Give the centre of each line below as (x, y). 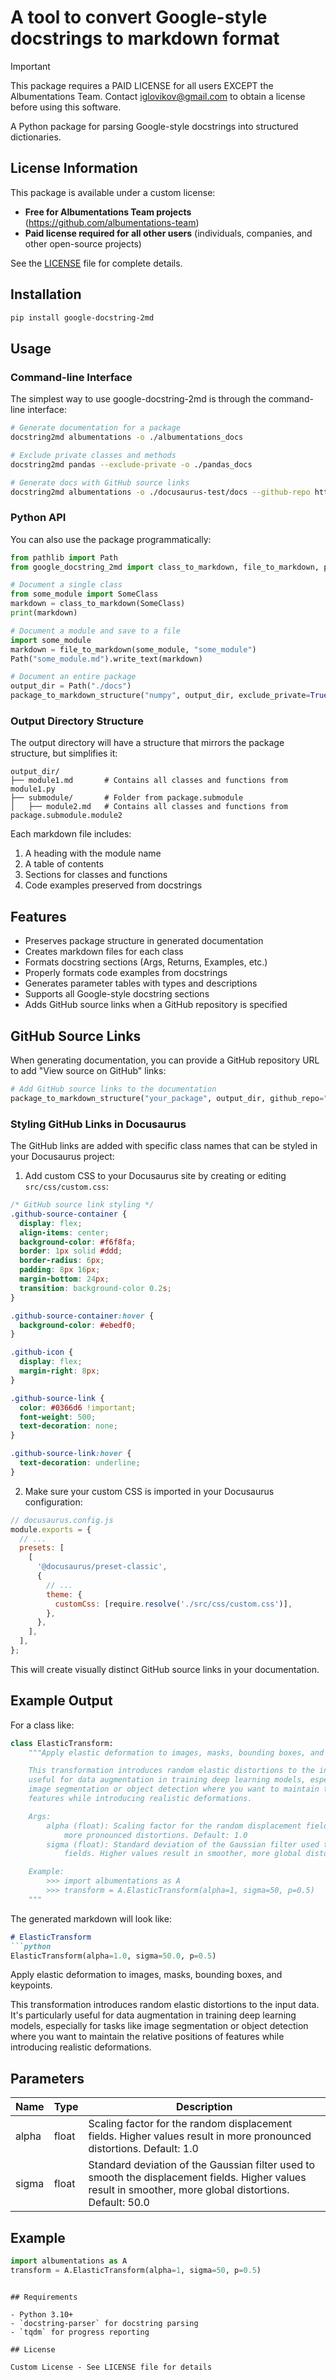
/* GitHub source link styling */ (82, 1205)
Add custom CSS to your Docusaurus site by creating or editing (155, 1176)
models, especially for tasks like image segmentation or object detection (159, 2026)
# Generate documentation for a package (96, 428)
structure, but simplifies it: (64, 753)
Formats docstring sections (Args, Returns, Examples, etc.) (146, 962)
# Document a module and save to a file (96, 631)
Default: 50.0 (119, 2203)
